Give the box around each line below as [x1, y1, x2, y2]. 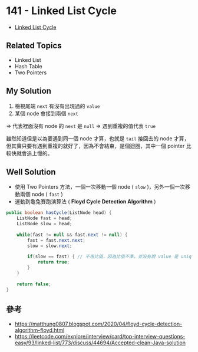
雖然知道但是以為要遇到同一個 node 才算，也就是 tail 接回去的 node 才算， [6, 134, 190, 142]
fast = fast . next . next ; [27, 237, 85, 243]
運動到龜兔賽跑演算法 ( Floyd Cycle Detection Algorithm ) [14, 198, 156, 205]
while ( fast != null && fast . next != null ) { [16, 232, 128, 238]
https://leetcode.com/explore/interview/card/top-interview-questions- [14, 333, 186, 340]
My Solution [6, 86, 52, 96]
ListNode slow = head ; [16, 221, 72, 227]
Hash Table [14, 62, 42, 70]
